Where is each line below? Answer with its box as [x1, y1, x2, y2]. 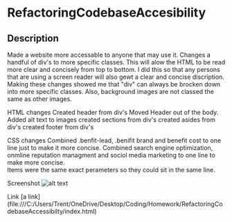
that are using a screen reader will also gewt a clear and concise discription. [7, 73, 225, 81]
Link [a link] [7, 192, 40, 201]
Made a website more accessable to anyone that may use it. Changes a [7, 50, 211, 59]
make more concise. [7, 158, 66, 167]
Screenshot [7, 179, 40, 187]
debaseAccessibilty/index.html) [7, 207, 97, 215]
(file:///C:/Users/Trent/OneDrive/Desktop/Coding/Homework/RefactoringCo [7, 200, 223, 208]
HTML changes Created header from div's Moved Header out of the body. [7, 109, 219, 116]
